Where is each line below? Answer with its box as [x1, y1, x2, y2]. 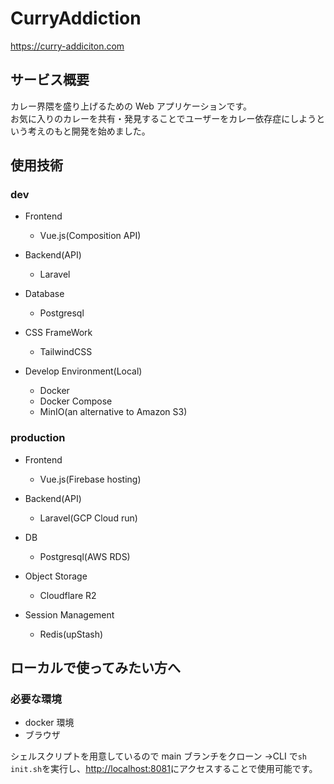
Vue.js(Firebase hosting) [39, 473, 142, 485]
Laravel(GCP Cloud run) [39, 512, 138, 524]
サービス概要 [10, 72, 90, 89]
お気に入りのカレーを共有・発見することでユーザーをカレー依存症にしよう [10, 112, 317, 124]
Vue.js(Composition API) [39, 230, 142, 242]
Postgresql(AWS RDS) [39, 550, 131, 562]
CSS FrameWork [24, 327, 93, 339]
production [10, 431, 66, 445]
